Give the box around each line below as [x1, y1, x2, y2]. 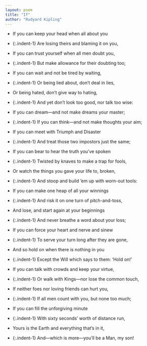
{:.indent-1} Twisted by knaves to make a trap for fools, [12, 158, 127, 165]
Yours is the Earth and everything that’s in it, [12, 325, 105, 331]
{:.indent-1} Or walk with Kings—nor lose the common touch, [12, 276, 139, 282]
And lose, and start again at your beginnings [12, 207, 105, 213]
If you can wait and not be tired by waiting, [12, 70, 102, 76]
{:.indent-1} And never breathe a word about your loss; [12, 217, 126, 223]
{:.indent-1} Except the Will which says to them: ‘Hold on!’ [12, 256, 132, 262]
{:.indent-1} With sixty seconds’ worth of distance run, [12, 315, 125, 322]
